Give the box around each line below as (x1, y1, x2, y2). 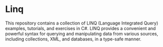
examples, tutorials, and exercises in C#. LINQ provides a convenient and (5, 25, 156, 31)
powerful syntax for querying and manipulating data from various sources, (5, 30, 158, 36)
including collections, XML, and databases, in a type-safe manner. (5, 36, 141, 42)
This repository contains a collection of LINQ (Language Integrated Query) (5, 20, 158, 26)
